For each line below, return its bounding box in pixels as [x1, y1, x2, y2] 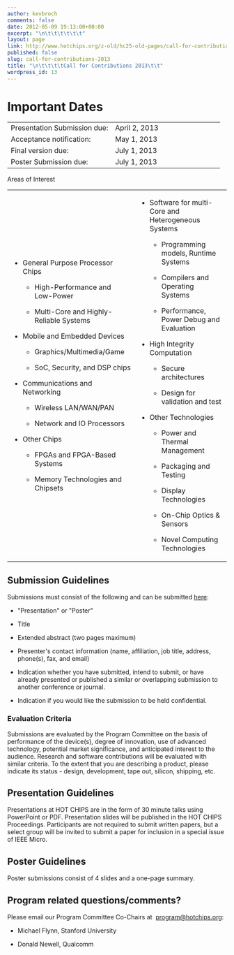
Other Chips [22, 435, 63, 444]
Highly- [86, 307, 113, 316]
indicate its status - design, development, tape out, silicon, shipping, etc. [7, 766, 216, 775]
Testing [161, 470, 186, 480]
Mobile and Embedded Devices [22, 331, 125, 341]
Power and [161, 428, 197, 438]
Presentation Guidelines [7, 787, 114, 799]
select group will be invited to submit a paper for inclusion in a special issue [7, 828, 224, 836]
